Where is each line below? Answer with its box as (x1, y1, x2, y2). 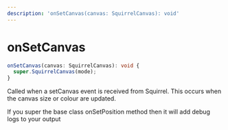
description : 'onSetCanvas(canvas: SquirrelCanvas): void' (7, 10, 180, 17)
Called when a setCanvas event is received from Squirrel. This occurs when (7, 87, 222, 96)
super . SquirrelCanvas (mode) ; (13, 68, 97, 75)
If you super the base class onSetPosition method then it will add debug (7, 107, 211, 116)
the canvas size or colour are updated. (7, 94, 117, 103)
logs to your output (7, 115, 61, 123)
